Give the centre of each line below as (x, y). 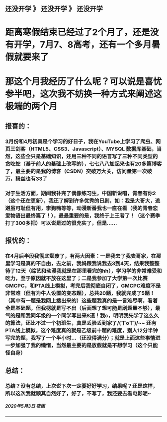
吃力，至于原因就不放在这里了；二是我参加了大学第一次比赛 (77, 279)
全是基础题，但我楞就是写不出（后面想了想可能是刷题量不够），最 (83, 308)
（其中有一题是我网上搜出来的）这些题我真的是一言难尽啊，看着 (82, 301)
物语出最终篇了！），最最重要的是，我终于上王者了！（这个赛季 (85, 216)
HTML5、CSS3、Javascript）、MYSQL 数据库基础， (94, 149)
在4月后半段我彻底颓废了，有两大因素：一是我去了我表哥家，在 (81, 256)
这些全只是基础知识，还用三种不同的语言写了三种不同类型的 (86, 156)
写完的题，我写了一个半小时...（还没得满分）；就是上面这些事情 (80, 338)
